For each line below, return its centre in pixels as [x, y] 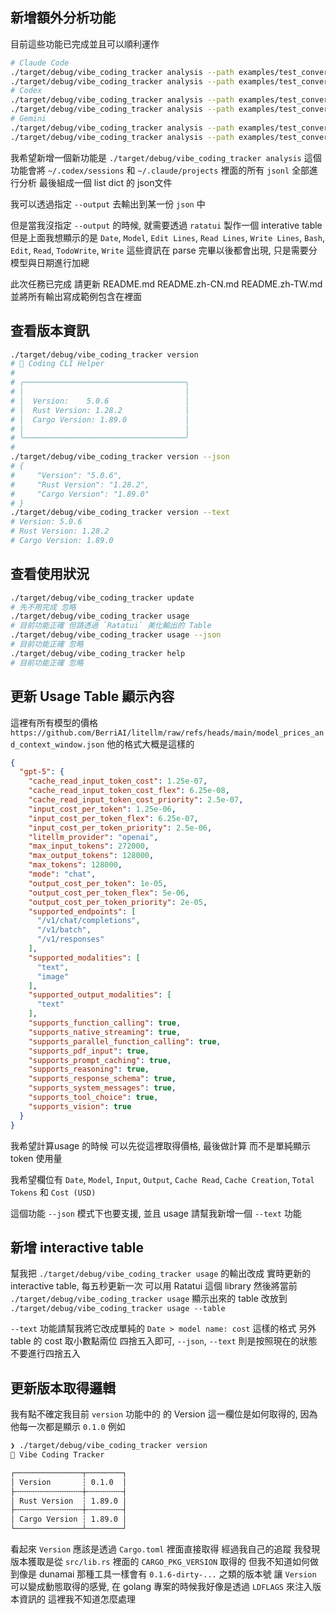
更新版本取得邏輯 [63, 1388]
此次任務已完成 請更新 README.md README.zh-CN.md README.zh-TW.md [166, 284]
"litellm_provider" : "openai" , [93, 837]
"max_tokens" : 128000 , [75, 865]
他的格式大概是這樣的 [150, 744]
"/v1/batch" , [64, 930]
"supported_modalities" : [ [84, 958]
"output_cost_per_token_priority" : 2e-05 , [118, 902]
